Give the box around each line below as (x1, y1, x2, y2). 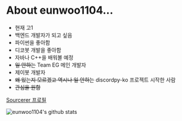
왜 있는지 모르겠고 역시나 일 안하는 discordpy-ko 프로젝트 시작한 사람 (14, 76, 176, 83)
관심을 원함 (14, 83, 41, 91)
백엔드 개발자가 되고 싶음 (14, 31, 73, 39)
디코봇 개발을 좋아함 (14, 46, 61, 54)
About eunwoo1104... (6, 4, 114, 17)
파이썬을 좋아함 (14, 39, 51, 46)
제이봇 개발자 (14, 69, 46, 76)
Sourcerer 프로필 (6, 96, 46, 103)
